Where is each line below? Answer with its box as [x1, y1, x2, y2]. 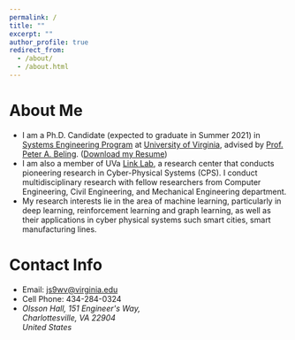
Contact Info [9, 255, 103, 274]
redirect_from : [9, 46, 65, 55]
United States [21, 321, 72, 332]
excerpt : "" [9, 29, 53, 38]
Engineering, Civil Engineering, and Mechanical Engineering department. [21, 186, 287, 197]
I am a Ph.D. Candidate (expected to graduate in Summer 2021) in [21, 129, 261, 140]
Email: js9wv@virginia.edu [21, 284, 118, 295]
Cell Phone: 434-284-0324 [21, 293, 122, 304]
